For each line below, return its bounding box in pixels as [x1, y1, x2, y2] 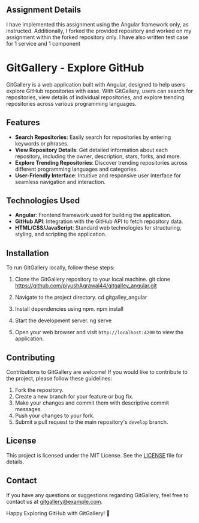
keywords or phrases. [14, 139, 69, 147]
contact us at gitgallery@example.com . [6, 498, 103, 505]
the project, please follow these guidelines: [6, 375, 113, 382]
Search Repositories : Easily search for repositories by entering [14, 133, 171, 141]
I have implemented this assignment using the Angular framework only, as [6, 20, 189, 28]
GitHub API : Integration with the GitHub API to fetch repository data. [14, 218, 183, 225]
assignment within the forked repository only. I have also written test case [6, 33, 189, 41]
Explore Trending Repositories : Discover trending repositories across [14, 159, 188, 166]
